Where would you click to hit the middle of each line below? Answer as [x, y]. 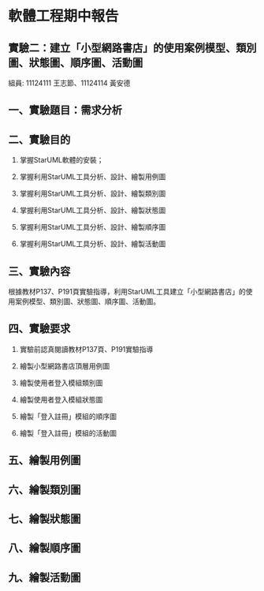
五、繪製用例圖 [45, 460]
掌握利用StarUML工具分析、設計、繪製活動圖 [93, 244]
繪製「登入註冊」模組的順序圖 [68, 416]
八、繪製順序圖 [45, 548]
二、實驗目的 [39, 139]
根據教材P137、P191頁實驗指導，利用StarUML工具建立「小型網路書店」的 [127, 292]
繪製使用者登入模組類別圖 [61, 383]
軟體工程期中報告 [64, 16]
